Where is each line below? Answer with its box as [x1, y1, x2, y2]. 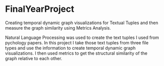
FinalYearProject [5, 3, 75, 15]
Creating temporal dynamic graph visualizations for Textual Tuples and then [5, 20, 159, 26]
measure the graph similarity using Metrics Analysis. [5, 25, 111, 31]
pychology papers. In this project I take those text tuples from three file [5, 39, 149, 45]
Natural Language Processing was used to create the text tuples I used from [5, 34, 160, 40]
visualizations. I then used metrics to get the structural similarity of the [5, 50, 148, 56]
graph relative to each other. [5, 55, 62, 61]
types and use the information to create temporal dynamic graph [5, 45, 136, 51]
